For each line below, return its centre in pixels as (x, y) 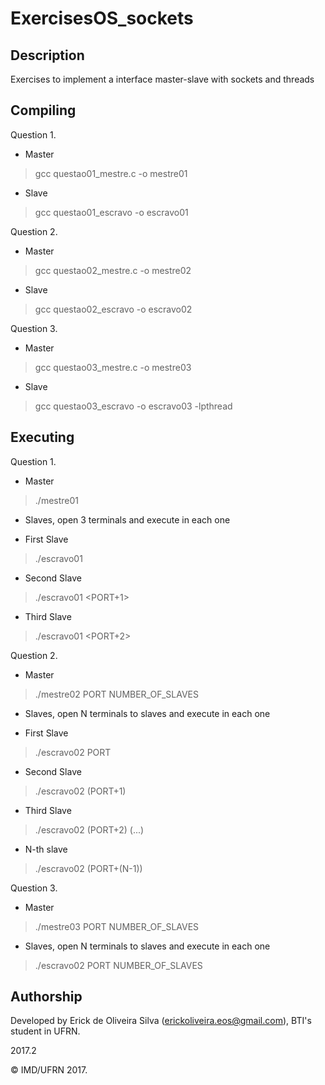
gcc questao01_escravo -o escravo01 (111, 212)
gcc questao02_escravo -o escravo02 (113, 309)
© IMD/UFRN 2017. (49, 1070)
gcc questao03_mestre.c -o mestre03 (113, 367)
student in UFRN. (45, 1031)
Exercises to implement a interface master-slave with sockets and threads (162, 79)
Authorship (46, 997)
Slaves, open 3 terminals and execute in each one (127, 519)
